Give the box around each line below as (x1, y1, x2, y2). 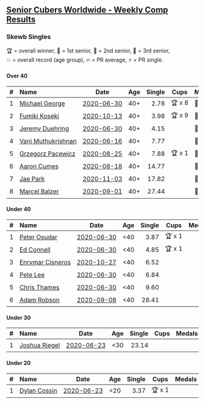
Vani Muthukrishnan (19, 137, 77, 146)
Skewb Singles (6, 33, 51, 41)
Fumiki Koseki (19, 112, 59, 121)
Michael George (19, 99, 65, 108)
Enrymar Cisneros (19, 258, 71, 266)
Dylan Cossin (19, 386, 58, 395)
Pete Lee (19, 271, 45, 279)
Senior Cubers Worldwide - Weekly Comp (6, 5, 168, 15)
